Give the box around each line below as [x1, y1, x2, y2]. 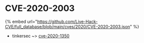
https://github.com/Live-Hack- [37, 19, 98, 24]
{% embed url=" [5, 19, 38, 24]
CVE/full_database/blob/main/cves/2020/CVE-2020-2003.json [5, 23, 130, 29]
